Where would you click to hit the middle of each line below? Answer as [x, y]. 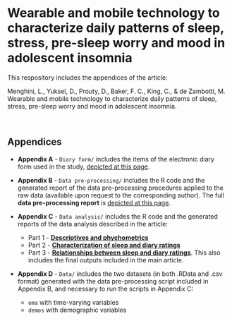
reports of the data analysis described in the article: [92, 224]
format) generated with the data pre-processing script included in [113, 281]
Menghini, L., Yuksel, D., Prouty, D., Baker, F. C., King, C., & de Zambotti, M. [116, 91]
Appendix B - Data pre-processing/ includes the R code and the [111, 180]
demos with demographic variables [77, 310]
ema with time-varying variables [73, 302]
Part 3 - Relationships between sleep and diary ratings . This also [124, 253]
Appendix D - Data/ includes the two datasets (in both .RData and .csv [120, 274]
